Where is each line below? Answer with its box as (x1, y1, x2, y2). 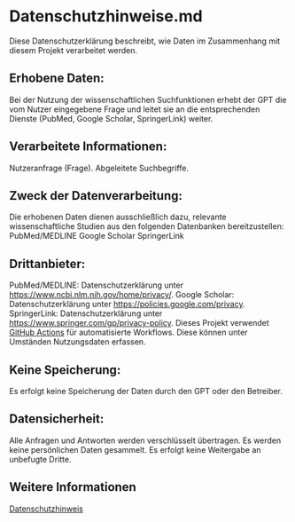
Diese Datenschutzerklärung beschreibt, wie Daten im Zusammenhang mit (9, 36, 281, 46)
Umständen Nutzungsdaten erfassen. (9, 336, 146, 347)
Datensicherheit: (9, 411, 105, 427)
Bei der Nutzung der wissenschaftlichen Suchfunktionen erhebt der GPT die (9, 94, 287, 105)
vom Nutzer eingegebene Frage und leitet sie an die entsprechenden (9, 104, 260, 115)
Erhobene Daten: (9, 71, 105, 86)
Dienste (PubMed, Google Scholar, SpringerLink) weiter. (9, 113, 213, 123)
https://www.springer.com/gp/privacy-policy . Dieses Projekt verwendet (9, 318, 269, 328)
